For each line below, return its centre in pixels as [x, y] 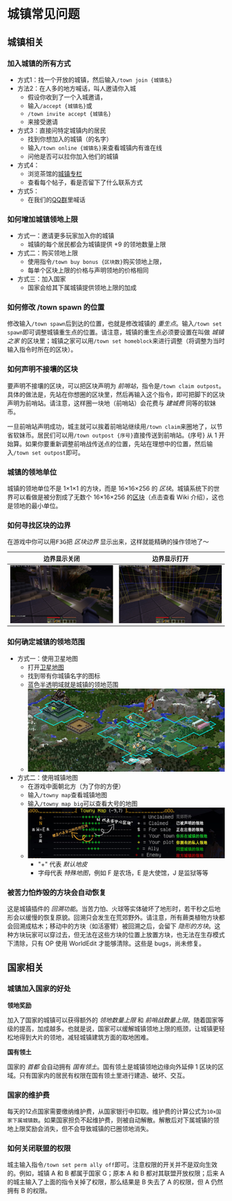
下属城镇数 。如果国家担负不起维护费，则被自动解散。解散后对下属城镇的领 [116, 1120]
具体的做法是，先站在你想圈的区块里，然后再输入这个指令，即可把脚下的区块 [116, 394]
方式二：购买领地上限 [47, 253]
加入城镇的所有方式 [39, 63]
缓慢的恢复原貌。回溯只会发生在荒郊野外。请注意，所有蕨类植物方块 [122, 918]
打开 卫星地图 [46, 667]
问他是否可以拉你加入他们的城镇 [73, 156]
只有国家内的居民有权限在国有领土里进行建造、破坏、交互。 [104, 1075]
